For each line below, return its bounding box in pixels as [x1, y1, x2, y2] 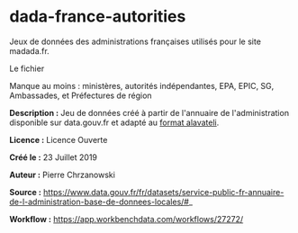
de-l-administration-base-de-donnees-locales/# [9, 196, 189, 207]
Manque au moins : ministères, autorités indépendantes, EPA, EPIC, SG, [9, 80, 275, 91]
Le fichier [9, 63, 45, 74]
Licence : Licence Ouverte [9, 134, 108, 145]
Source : [9, 186, 42, 197]
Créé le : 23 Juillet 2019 [9, 151, 97, 163]
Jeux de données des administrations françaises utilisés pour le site [9, 36, 261, 47]
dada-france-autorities [9, 6, 186, 27]
